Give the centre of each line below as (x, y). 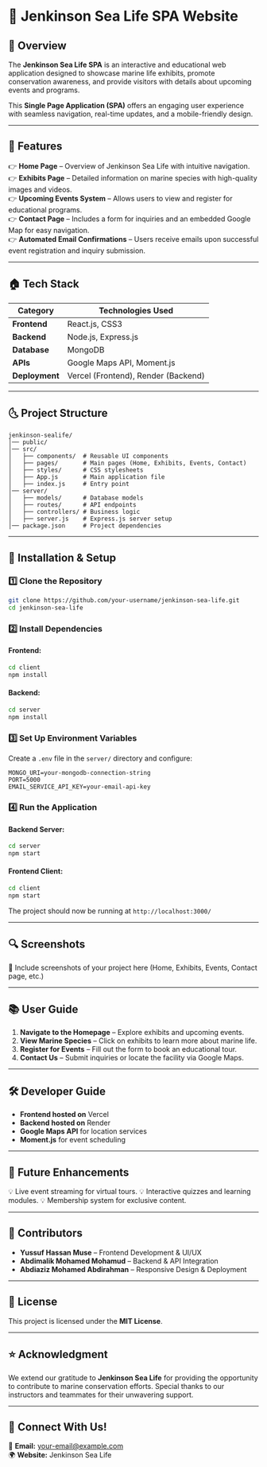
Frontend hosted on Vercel (64, 1115)
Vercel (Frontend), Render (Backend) (136, 376)
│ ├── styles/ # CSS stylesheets (76, 470)
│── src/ (23, 449)
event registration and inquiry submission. (77, 251)
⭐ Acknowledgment (58, 1354)
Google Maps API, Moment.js (121, 363)
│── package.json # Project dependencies (85, 526)
